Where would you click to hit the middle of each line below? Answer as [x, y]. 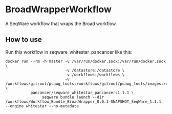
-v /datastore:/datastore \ [95, 70]
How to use [24, 40]
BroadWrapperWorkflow [58, 9]
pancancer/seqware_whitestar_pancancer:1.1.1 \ [82, 93]
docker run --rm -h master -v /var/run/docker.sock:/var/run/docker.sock [86, 61]
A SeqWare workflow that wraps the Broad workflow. [61, 24]
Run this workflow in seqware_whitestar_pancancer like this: [69, 52]
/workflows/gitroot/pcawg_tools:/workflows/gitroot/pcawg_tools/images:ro [87, 84]
